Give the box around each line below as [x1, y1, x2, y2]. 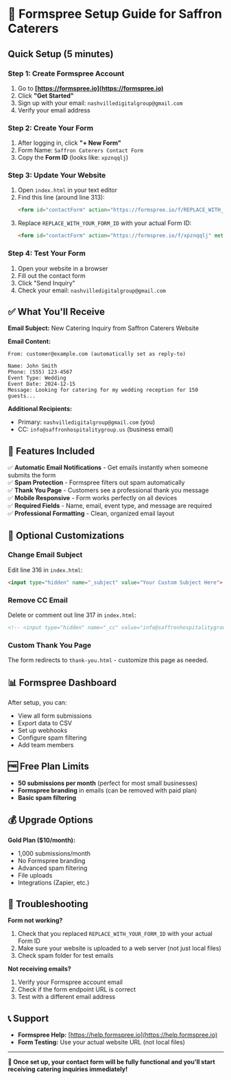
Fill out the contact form [17, 271, 86, 280]
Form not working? [8, 916, 63, 925]
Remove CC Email [8, 595, 68, 604]
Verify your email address [17, 106, 91, 114]
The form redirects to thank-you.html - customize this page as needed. [8, 656, 208, 664]
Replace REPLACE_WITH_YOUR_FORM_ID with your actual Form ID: [17, 219, 192, 227]
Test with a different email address [17, 993, 116, 1001]
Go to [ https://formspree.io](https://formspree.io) [17, 84, 164, 92]
